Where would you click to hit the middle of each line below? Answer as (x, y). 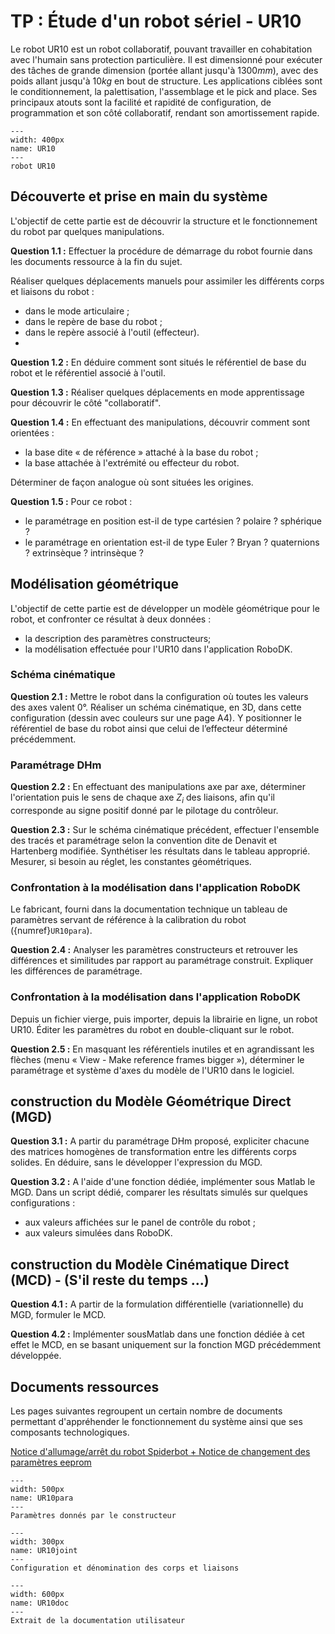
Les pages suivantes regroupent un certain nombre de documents (146, 1411)
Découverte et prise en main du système (139, 196)
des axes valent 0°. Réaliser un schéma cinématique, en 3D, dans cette (156, 707)
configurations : (43, 1203)
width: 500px (37, 1489)
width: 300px (37, 1541)
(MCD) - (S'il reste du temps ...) (110, 1280)
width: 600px (37, 1594)
